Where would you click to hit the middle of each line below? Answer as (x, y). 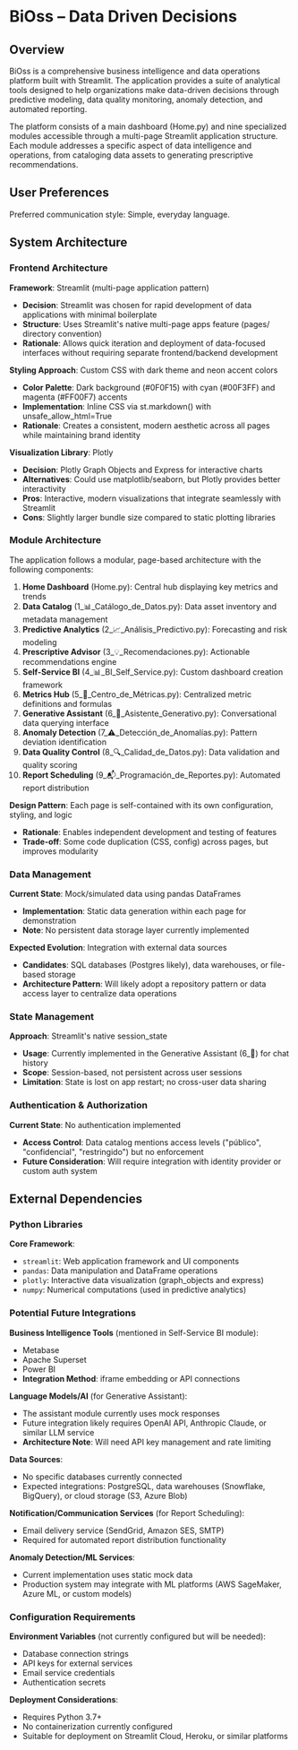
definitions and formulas (67, 703)
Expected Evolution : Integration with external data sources (118, 948)
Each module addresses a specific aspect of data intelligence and (131, 146)
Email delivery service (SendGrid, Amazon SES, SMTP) (123, 1530)
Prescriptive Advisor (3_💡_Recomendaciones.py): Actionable (136, 651)
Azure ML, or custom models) (77, 1593)
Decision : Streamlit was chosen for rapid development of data (137, 305)
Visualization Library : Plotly (61, 452)
